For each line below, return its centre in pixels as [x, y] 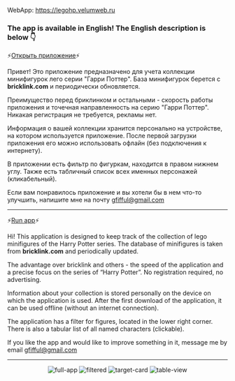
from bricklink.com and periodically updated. [73, 251]
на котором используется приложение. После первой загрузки [102, 136]
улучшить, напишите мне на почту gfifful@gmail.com [86, 200]
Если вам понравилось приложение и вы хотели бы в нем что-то [105, 193]
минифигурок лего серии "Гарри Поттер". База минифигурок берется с [114, 79]
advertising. [24, 280]
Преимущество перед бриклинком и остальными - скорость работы [110, 100]
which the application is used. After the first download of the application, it [115, 301]
